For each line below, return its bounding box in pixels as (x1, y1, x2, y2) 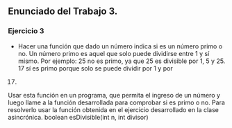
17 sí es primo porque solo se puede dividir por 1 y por (17, 64, 173, 72)
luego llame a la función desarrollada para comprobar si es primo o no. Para (8, 98, 225, 107)
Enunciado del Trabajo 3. (8, 6, 118, 17)
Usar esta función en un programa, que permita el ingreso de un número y (8, 91, 221, 99)
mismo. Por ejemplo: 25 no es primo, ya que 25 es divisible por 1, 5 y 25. (17, 57, 226, 65)
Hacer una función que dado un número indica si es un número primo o (17, 42, 223, 51)
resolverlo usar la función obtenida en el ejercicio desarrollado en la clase (8, 105, 219, 113)
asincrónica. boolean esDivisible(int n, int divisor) (8, 113, 149, 121)
